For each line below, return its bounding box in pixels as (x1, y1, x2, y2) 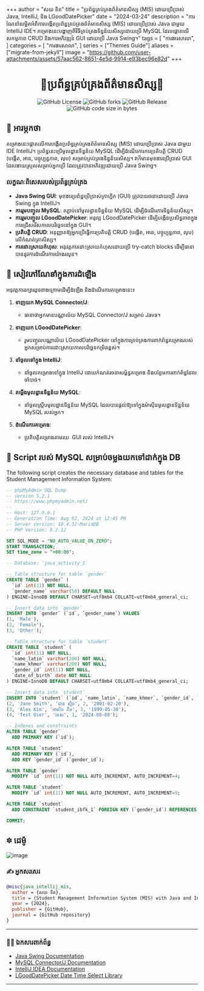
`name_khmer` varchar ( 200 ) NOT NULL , (12, 661, 107, 667)
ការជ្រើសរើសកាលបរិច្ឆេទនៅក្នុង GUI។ (15, 221, 92, 229)
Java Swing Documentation (15, 953, 84, 960)
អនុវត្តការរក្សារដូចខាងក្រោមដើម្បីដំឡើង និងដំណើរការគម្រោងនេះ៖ (6, 286, 135, 293)
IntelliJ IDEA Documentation (15, 965, 86, 973)
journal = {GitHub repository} (12, 912, 91, 918)
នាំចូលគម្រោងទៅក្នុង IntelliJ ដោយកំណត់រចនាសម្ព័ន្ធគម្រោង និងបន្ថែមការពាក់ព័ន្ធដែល (24, 368, 197, 376)
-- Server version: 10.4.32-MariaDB (6, 521, 99, 527)
